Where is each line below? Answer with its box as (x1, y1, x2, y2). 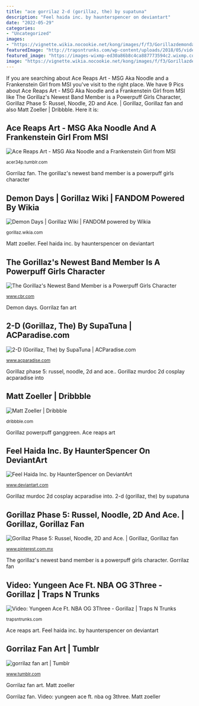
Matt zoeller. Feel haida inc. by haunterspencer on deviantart (6, 240, 155, 247)
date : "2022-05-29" (6, 20, 54, 25)
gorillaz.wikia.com (6, 230, 43, 236)
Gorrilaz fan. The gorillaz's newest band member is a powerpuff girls (6, 170, 174, 177)
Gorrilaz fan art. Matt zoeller (6, 681, 75, 688)
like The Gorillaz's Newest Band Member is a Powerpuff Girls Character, (6, 93, 182, 101)
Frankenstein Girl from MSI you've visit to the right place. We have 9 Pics (6, 80, 184, 88)
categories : (6, 25, 36, 31)
